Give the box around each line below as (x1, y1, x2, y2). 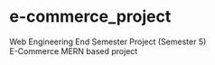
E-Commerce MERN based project (9, 45, 138, 56)
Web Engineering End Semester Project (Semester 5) (9, 36, 207, 47)
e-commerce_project (9, 6, 172, 27)
